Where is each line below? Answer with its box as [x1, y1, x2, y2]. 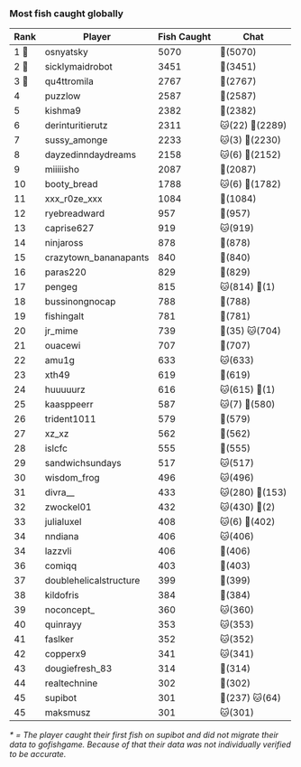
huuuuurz [44, 383, 86, 396]
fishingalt [44, 310, 85, 323]
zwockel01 [44, 500, 92, 513]
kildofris [44, 589, 79, 602]
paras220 [44, 266, 87, 278]
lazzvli [44, 545, 72, 557]
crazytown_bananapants [44, 251, 150, 264]
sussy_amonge [44, 134, 108, 146]
